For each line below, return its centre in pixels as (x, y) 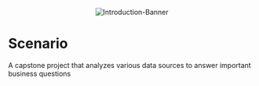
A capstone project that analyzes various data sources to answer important (129, 65)
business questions (40, 73)
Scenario (38, 44)
